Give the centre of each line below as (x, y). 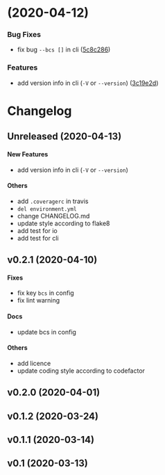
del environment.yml (47, 209)
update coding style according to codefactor (81, 371)
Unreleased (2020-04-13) (64, 137)
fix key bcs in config (45, 293)
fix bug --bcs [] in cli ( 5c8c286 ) (64, 49)
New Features (28, 154)
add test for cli (38, 238)
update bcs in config (46, 332)
